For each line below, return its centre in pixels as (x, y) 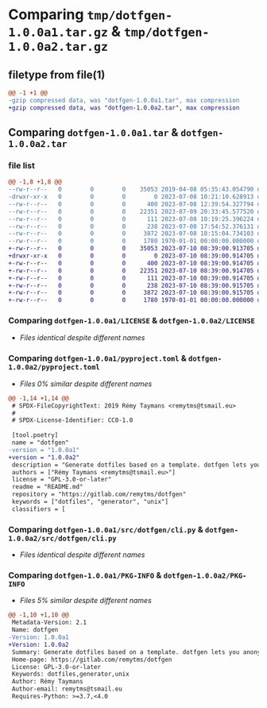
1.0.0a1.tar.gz (58, 33)
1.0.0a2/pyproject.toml (54, 368)
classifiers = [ (39, 509)
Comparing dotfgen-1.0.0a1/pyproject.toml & (97, 358)
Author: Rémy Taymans (47, 682)
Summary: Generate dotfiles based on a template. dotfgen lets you (126, 652)
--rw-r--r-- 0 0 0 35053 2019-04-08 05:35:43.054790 (131, 190)
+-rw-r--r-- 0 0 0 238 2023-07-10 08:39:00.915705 (131, 285)
